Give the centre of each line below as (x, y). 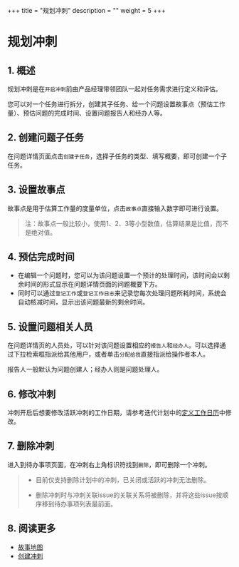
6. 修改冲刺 (32, 394)
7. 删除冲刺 (31, 446)
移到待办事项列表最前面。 (79, 504)
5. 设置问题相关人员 (50, 327)
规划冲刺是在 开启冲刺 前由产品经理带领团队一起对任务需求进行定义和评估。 (115, 89)
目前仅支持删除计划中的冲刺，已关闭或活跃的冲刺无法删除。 (123, 479)
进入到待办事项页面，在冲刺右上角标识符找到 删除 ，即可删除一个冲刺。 (109, 464)
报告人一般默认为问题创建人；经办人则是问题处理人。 (85, 369)
